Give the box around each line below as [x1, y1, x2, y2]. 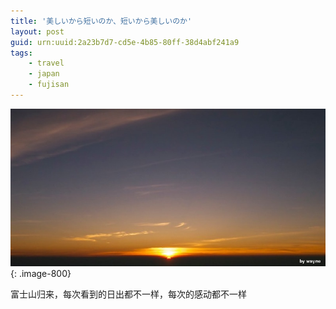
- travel [28, 58, 65, 69]
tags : [10, 48, 33, 58]
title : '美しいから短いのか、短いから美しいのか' [10, 16, 193, 26]
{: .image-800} [10, 267, 72, 279]
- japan [28, 69, 60, 79]
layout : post [10, 26, 65, 37]
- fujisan [28, 80, 70, 90]
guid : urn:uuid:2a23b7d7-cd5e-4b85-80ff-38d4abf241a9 [10, 37, 240, 47]
